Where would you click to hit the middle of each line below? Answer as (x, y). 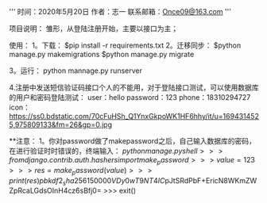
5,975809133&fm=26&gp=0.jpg (60, 124)
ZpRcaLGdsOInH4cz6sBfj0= (55, 191)
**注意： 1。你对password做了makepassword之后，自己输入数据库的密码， (133, 141)
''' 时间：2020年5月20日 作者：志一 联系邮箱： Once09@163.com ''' (120, 11)
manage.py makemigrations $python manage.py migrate (102, 54)
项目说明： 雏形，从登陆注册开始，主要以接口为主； (93, 29)
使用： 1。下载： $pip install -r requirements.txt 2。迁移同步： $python (125, 45)
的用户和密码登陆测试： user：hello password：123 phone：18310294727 (130, 97)
